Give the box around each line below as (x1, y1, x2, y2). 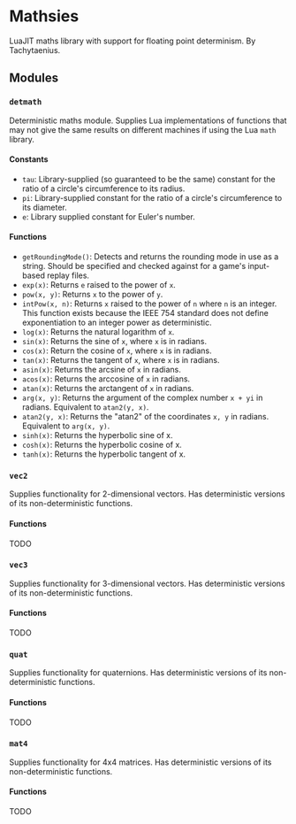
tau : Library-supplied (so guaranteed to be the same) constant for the (21, 173, 276, 184)
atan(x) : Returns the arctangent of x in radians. (21, 383, 194, 394)
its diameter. (21, 202, 68, 212)
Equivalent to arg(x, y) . (21, 420, 110, 431)
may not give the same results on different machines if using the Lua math (9, 124, 277, 135)
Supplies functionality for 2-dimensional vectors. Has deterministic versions (9, 489, 285, 499)
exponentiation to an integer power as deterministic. (21, 317, 212, 328)
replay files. (47, 270, 90, 281)
